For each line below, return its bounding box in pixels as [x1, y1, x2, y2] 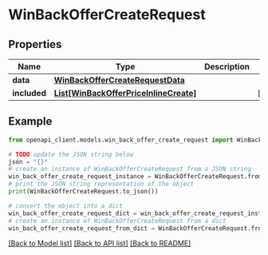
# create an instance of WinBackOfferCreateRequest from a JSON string [8, 165, 251, 173]
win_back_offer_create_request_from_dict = [8, 224, 156, 233]
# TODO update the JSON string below [8, 150, 134, 158]
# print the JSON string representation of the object [8, 180, 195, 189]
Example [8, 114, 53, 129]
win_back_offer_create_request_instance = [8, 173, 152, 181]
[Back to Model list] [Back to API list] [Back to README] [8, 238, 191, 249]
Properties [8, 38, 62, 51]
